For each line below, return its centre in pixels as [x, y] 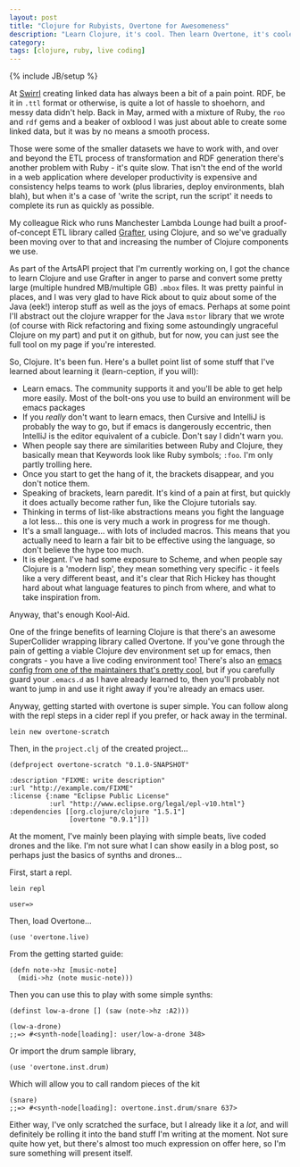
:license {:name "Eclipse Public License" [89, 796]
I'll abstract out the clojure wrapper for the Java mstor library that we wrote [147, 316]
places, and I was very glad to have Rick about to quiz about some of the [143, 297]
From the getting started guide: [67, 954]
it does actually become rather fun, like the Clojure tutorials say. [139, 503]
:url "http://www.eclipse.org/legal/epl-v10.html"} [147, 804]
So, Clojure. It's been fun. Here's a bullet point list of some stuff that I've [142, 362]
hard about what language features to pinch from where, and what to [149, 588]
